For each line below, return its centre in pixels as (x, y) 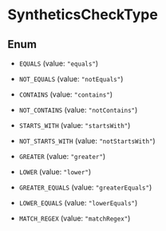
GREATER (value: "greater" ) (62, 156)
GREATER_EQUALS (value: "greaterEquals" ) (85, 187)
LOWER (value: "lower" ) (55, 172)
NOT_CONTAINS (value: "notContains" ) (78, 110)
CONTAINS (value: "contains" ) (66, 94)
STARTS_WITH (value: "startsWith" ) (75, 125)
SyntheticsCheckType (83, 15)
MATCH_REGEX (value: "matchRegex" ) (75, 218)
